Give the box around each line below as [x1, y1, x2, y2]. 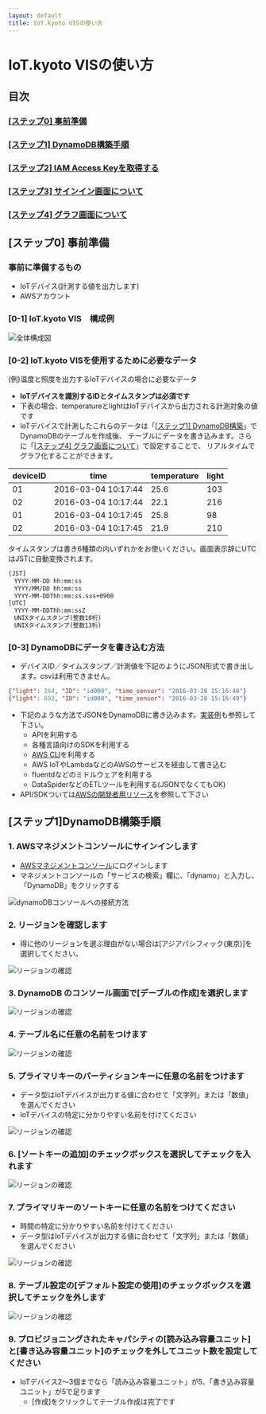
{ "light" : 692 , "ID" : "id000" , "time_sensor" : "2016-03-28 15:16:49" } [8, 695, 247, 703]
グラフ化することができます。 [19, 450, 118, 460]
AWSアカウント [19, 291, 71, 301]
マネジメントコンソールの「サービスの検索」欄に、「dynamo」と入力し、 [19, 871, 259, 880]
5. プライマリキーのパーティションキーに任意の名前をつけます [8, 1070, 245, 1081]
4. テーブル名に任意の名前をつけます [8, 1029, 148, 1040]
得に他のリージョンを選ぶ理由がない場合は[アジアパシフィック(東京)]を [19, 939, 253, 948]
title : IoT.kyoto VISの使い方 [8, 19, 103, 27]
